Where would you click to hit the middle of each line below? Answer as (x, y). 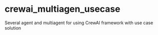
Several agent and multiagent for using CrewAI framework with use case (79, 23)
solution (13, 28)
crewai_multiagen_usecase (63, 9)
